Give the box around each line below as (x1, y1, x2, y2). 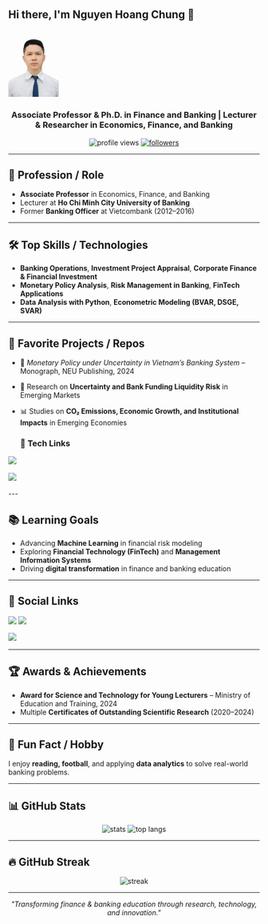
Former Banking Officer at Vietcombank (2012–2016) (19, 206, 195, 216)
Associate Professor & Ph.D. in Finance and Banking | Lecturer (11, 110, 257, 121)
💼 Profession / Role (8, 168, 104, 182)
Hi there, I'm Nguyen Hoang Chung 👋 (8, 8, 195, 22)
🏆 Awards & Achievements (8, 665, 147, 678)
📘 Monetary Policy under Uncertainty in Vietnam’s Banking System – (19, 358, 246, 367)
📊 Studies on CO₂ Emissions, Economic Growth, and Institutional (19, 406, 239, 416)
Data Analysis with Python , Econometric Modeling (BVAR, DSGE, (19, 298, 239, 307)
